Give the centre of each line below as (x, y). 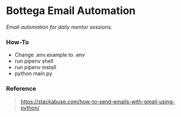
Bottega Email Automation (71, 11)
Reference (21, 89)
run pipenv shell (34, 61)
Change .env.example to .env (50, 55)
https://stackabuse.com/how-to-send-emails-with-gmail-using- (98, 101)
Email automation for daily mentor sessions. (59, 27)
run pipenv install (35, 67)
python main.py (33, 74)
